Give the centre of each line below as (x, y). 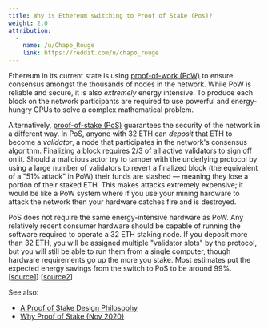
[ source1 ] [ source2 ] (41, 277)
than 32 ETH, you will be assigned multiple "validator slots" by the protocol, (133, 243)
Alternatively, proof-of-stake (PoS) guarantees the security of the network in (134, 125)
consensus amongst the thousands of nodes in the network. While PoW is (130, 84)
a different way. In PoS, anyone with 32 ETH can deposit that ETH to (120, 134)
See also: (24, 292)
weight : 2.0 (28, 23)
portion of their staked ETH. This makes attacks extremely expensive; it (126, 185)
